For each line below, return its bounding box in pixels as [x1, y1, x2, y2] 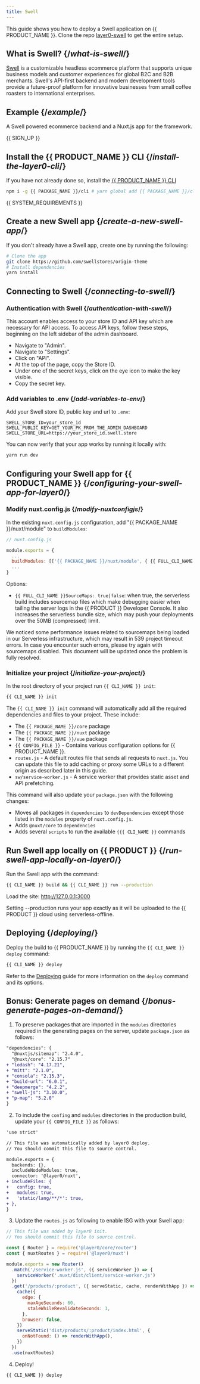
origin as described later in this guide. [14, 767, 108, 774]
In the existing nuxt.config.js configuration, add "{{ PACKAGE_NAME [6, 519, 178, 526]
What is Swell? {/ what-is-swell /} [6, 49, 130, 59]
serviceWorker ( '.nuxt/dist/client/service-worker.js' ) [17, 1272, 156, 1279]
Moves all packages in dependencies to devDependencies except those [14, 809, 185, 817]
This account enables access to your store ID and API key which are [6, 317, 173, 325]
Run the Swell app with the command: [6, 871, 99, 878]
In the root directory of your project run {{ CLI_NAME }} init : [6, 682, 156, 690]
